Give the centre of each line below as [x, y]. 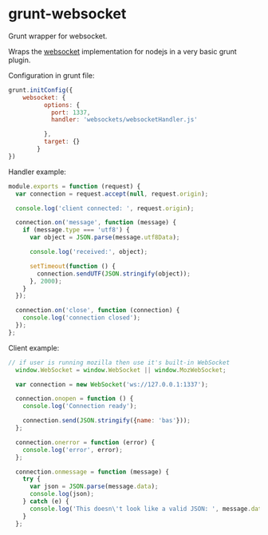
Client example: [34, 347]
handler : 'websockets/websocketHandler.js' [124, 120]
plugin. [20, 60]
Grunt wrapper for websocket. [58, 36]
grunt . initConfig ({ [41, 90]
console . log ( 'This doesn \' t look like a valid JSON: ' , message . [140, 509]
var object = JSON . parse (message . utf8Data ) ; [104, 238]
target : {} [62, 142]
